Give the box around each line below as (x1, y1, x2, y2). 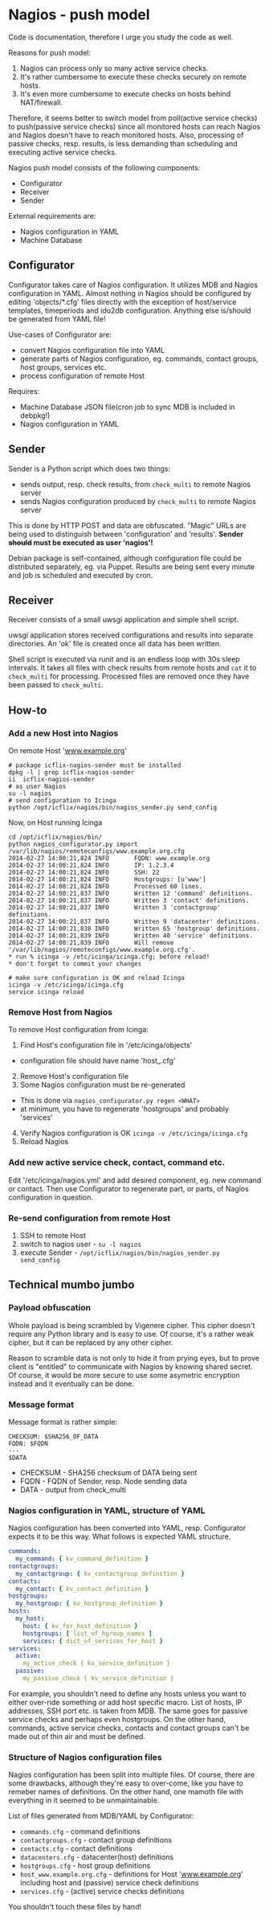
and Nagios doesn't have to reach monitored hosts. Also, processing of (8, 130, 244, 140)
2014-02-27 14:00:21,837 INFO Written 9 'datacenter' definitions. (8, 918, 261, 926)
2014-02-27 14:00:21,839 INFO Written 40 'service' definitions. (8, 932, 253, 940)
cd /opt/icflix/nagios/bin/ (8, 834, 103, 842)
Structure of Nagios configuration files (8, 1751, 162, 1762)
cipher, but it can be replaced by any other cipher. (8, 1337, 173, 1347)
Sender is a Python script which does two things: (8, 464, 171, 474)
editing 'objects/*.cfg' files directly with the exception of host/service (8, 297, 237, 306)
